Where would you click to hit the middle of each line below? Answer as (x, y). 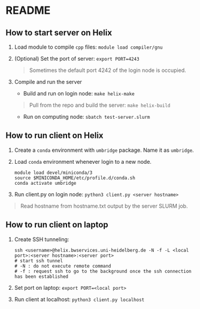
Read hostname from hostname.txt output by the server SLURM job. (104, 206)
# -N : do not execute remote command (63, 266)
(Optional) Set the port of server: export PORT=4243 (77, 58)
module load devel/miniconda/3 (53, 172)
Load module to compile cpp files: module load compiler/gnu (88, 47)
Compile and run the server (48, 82)
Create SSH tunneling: (42, 239)
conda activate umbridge (45, 183)
